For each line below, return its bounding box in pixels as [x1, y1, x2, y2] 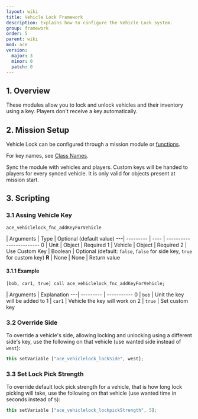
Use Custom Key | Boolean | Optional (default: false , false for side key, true [6, 247, 192, 255]
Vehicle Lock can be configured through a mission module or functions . [6, 140, 180, 148]
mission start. [6, 176, 40, 183]
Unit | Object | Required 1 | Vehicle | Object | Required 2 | [48, 241, 187, 248]
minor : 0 [11, 58, 33, 64]
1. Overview [6, 85, 50, 95]
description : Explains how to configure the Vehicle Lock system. [6, 20, 173, 25]
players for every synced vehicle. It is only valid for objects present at [6, 170, 176, 177]
